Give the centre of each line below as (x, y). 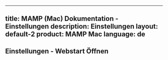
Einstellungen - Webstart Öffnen (57, 51)
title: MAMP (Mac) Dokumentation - (62, 19)
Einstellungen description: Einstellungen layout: (82, 27)
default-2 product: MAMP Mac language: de (75, 34)
